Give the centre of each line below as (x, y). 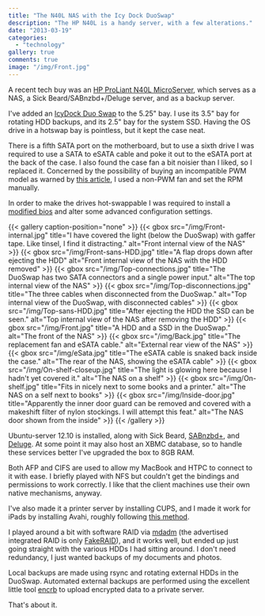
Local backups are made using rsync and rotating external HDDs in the (123, 572)
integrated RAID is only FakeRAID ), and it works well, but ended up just (123, 540)
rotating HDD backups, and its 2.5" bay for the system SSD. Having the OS (129, 122)
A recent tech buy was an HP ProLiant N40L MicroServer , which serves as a (132, 89)
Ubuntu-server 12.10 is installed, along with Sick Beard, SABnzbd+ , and (124, 435)
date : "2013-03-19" (40, 30)
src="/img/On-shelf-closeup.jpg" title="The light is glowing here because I (130, 370)
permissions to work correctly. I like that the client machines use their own (129, 485)
